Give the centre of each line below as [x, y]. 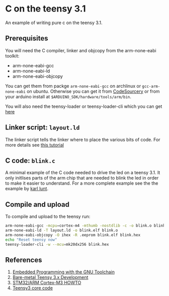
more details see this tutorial [35, 145]
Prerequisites [27, 38]
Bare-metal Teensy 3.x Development [50, 277]
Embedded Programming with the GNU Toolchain [63, 272]
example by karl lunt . [27, 189]
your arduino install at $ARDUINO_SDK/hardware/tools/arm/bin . [68, 96]
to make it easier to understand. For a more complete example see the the [82, 183]
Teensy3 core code [32, 288]
